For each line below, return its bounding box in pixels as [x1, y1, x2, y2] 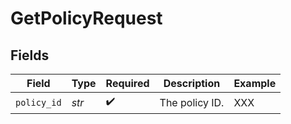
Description [163, 77, 221, 90]
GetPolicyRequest [10, 7, 163, 30]
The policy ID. [159, 95, 225, 109]
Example [233, 77, 277, 90]
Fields [10, 47, 50, 64]
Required [105, 77, 150, 90]
